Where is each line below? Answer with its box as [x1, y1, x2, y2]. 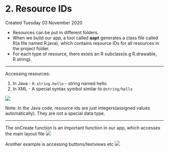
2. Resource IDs [5, 3, 72, 15]
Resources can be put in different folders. [12, 29, 99, 35]
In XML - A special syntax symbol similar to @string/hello [12, 86, 133, 92]
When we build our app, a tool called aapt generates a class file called [12, 35, 158, 41]
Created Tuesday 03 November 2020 [5, 20, 83, 26]
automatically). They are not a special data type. [5, 110, 105, 116]
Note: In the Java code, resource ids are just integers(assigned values [5, 105, 150, 111]
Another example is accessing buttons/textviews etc [5, 141, 114, 147]
